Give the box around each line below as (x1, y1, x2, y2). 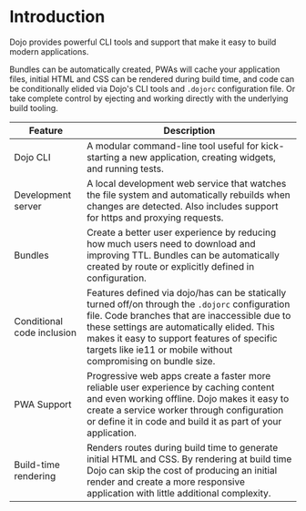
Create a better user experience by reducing (86, 226, 277, 239)
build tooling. (9, 102, 59, 113)
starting (86, 150, 120, 163)
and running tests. (86, 162, 164, 175)
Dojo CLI (14, 150, 51, 163)
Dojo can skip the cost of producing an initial (86, 464, 278, 476)
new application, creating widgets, (128, 150, 276, 163)
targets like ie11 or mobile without (86, 343, 233, 356)
